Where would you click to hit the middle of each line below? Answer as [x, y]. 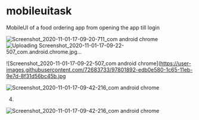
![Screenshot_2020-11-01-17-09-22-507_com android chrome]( [83, 63]
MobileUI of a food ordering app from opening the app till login [83, 27]
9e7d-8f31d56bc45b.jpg [36, 76]
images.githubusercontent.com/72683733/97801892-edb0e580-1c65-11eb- [99, 69]
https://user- [176, 63]
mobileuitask [39, 11]
